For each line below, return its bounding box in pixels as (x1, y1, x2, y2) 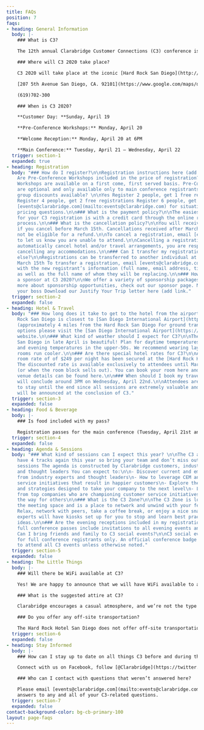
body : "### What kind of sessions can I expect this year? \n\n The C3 (12, 452, 194, 458)
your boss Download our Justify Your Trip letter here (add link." (17, 288, 191, 294)
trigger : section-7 (12, 697, 61, 704)
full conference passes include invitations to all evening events (17, 525, 191, 531)
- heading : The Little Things (6, 559, 83, 565)
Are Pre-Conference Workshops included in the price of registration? (17, 175, 200, 181)
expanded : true (12, 158, 50, 164)
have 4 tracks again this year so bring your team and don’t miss (17, 457, 189, 464)
